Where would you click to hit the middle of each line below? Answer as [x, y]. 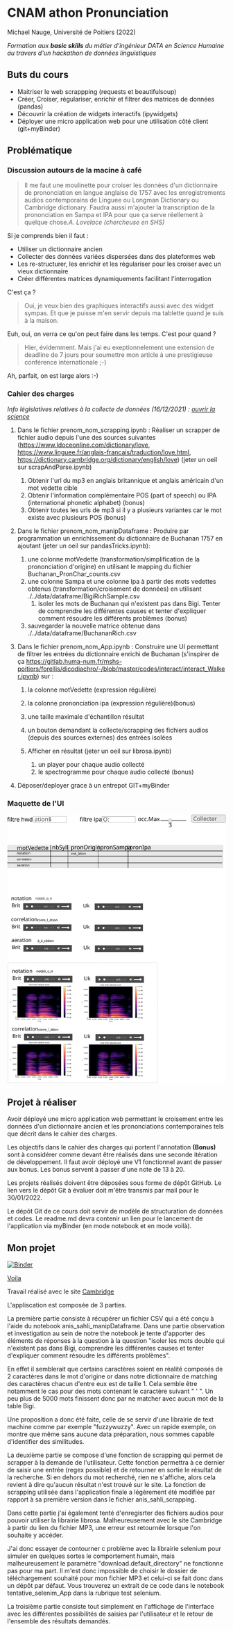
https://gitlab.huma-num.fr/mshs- [74, 661]
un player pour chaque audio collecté [91, 764]
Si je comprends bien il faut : [48, 236]
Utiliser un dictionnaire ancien [60, 249]
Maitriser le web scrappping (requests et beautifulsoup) [97, 91]
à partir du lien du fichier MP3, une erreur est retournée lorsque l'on [104, 1528]
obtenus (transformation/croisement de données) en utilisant [115, 589]
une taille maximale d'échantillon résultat [86, 716]
